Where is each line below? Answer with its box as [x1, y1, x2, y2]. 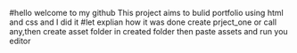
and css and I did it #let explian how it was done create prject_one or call [9, 17, 277, 27]
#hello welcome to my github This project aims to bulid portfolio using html [9, 8, 284, 18]
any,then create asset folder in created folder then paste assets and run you [9, 26, 288, 36]
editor [9, 35, 31, 46]
